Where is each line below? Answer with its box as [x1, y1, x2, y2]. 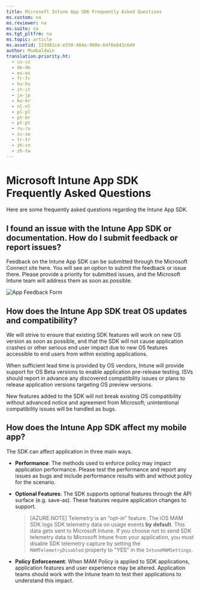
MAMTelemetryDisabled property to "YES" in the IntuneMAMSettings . [29, 546, 193, 553]
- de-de [11, 64, 31, 71]
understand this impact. [14, 577, 74, 584]
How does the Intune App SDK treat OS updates [6, 306, 187, 316]
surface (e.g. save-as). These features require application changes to [14, 496, 187, 503]
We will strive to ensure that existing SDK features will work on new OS [6, 332, 181, 339]
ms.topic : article [6, 37, 52, 42]
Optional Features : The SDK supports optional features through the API [14, 490, 192, 497]
